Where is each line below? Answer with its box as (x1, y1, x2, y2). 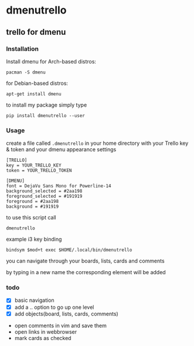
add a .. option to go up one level (14, 304, 94, 311)
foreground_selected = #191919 (6, 194, 83, 199)
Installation (6, 45, 39, 53)
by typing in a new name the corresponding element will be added (6, 269, 166, 276)
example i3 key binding (6, 236, 62, 243)
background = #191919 (6, 204, 59, 209)
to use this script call (6, 214, 57, 221)
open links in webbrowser (14, 328, 77, 335)
